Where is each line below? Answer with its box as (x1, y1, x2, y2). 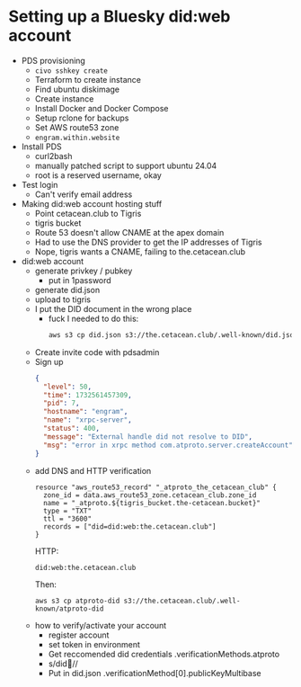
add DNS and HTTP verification (34, 465, 152, 476)
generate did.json (34, 284, 101, 295)
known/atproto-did (34, 604, 104, 613)
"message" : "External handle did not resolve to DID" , (42, 432, 253, 442)
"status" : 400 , (42, 424, 101, 433)
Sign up (34, 356, 64, 367)
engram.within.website (34, 133, 120, 142)
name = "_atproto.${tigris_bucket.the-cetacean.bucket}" (42, 498, 261, 507)
